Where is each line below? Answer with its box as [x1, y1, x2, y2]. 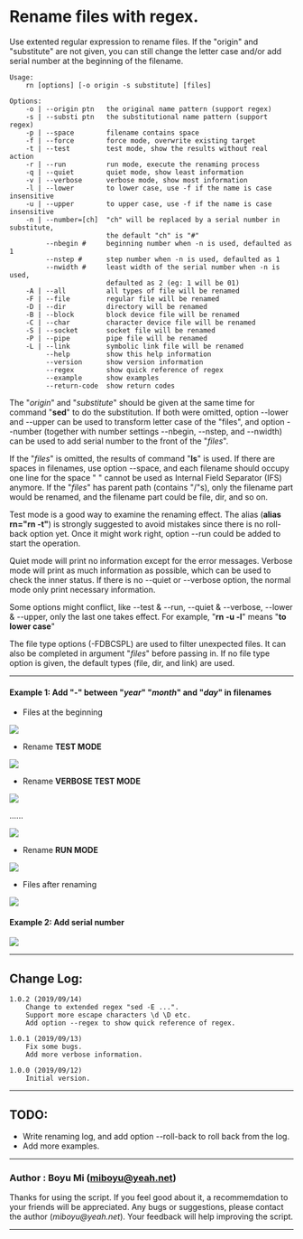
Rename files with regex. [9, 6, 199, 27]
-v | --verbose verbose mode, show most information [25, 175, 248, 184]
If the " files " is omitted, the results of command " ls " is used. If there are [9, 453, 275, 464]
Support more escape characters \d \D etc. [25, 1010, 192, 1020]
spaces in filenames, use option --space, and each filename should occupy [9, 463, 290, 474]
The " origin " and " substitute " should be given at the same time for [9, 397, 255, 408]
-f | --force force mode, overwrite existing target [25, 136, 256, 145]
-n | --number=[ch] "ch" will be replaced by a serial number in [25, 215, 280, 224]
